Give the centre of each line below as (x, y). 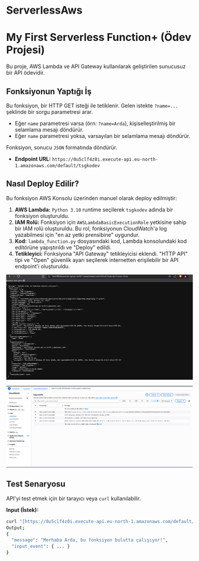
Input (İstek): (23, 509)
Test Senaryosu (36, 484)
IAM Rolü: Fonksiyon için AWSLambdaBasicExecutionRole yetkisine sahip (100, 222)
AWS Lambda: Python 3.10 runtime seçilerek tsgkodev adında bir (94, 209)
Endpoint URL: (33, 159)
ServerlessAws (44, 10)
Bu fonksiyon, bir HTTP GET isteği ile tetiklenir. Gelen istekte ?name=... (92, 105)
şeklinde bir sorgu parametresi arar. (49, 112)
